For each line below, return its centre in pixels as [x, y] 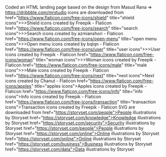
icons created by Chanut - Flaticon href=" [48, 81]
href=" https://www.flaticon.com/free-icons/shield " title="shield [70, 18]
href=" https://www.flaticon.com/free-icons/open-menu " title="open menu [81, 39]
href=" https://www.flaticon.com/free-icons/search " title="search [71, 28]
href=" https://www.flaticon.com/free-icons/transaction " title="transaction [81, 102]
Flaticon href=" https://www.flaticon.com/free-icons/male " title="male [76, 65]
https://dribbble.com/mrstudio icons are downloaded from [64, 12]
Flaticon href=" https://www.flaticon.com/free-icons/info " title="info [74, 91]
